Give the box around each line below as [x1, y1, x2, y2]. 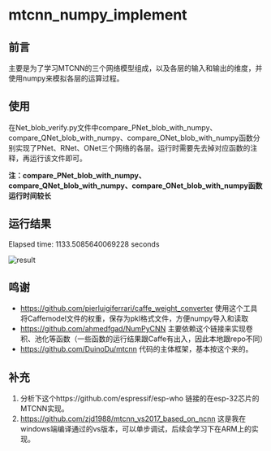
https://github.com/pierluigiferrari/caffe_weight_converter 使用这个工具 [19, 304, 258, 313]
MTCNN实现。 [19, 404, 69, 414]
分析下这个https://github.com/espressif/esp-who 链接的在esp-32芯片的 [19, 393, 260, 404]
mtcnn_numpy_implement [8, 6, 188, 24]
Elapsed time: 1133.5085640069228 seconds [8, 239, 160, 249]
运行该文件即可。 [29, 153, 87, 163]
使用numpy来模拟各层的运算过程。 [8, 73, 124, 83]
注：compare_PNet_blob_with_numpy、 [8, 170, 146, 180]
